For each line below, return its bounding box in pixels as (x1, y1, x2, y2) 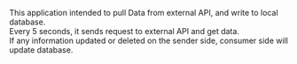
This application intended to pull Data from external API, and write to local (9, 8, 278, 18)
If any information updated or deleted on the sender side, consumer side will (9, 35, 288, 46)
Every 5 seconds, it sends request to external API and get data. (9, 26, 239, 36)
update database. (9, 45, 74, 55)
